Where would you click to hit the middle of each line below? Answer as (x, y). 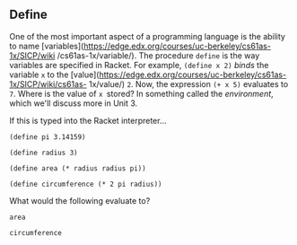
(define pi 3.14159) (48, 137)
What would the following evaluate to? (80, 200)
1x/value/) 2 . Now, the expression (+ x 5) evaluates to (188, 83)
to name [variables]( (47, 46)
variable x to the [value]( (54, 74)
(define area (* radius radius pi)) (78, 168)
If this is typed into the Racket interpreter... (88, 120)
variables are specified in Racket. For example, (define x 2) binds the (139, 65)
